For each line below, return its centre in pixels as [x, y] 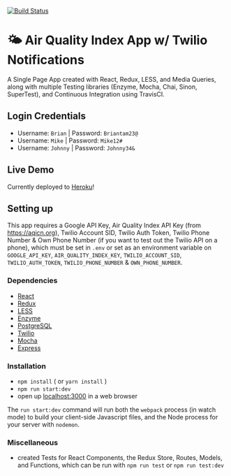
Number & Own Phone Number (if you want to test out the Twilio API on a [112, 240]
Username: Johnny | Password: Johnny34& [76, 147]
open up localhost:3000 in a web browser [77, 396]
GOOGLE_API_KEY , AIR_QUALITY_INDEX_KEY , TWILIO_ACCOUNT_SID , [95, 255]
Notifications [46, 60]
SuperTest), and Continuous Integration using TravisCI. [86, 94]
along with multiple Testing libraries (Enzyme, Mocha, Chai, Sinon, [102, 87]
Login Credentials [46, 116]
